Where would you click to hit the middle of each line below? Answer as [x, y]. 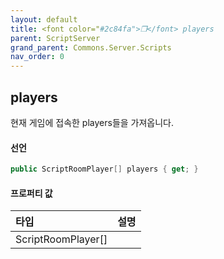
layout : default [44, 19]
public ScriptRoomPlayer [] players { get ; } [104, 169]
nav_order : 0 [37, 57]
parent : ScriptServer [55, 38]
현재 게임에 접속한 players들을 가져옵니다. [92, 122]
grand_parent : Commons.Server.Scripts [91, 47]
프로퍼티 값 [31, 193]
